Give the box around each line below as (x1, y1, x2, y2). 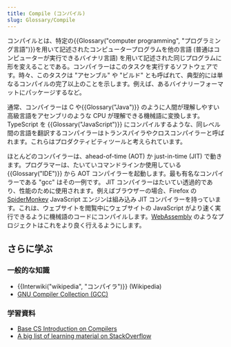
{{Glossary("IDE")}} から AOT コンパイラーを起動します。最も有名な (7, 169, 200, 177)
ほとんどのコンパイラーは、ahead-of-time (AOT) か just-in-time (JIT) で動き (7, 152, 223, 160)
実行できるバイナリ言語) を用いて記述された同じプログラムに (49, 53, 222, 62)
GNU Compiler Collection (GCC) (17, 290, 109, 299)
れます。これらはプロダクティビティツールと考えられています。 (7, 137, 187, 146)
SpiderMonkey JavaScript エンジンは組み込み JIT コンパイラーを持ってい (7, 195, 215, 204)
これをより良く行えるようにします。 (43, 221, 145, 229)
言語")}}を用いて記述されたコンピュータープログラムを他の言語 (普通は (12, 45, 214, 53)
